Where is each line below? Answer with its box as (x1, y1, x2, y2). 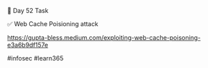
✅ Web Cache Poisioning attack (7, 20, 99, 27)
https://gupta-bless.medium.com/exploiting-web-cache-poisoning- (7, 34, 201, 41)
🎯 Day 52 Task (7, 7, 49, 14)
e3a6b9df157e (7, 41, 49, 49)
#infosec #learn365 (7, 54, 64, 62)
